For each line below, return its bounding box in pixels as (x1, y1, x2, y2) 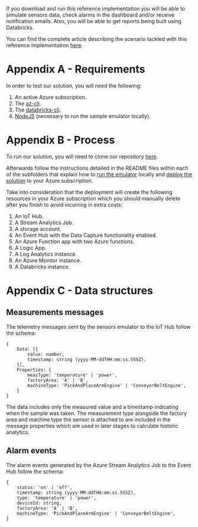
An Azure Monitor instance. (14, 256, 82, 263)
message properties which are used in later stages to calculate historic (6, 422, 178, 429)
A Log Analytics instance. (14, 250, 77, 258)
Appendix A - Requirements (6, 62, 145, 76)
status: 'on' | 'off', (17, 484, 73, 490)
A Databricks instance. (14, 263, 70, 270)
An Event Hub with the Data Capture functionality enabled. (14, 231, 158, 239)
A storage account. (14, 225, 61, 232)
